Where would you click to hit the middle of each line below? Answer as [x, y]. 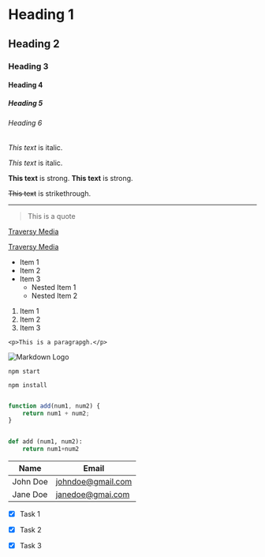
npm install [28, 385]
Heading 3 [28, 66]
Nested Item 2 [54, 295]
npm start [24, 371]
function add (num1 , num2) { [54, 406]
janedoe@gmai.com [93, 495]
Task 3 [30, 546]
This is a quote [52, 216]
